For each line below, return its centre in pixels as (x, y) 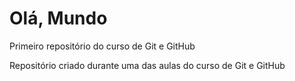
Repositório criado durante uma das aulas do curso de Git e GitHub (147, 65)
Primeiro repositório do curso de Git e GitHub (102, 46)
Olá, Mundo (58, 18)
